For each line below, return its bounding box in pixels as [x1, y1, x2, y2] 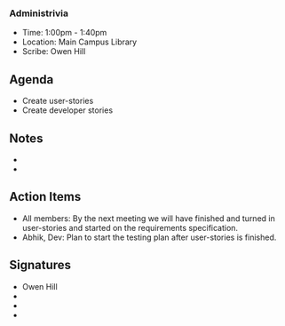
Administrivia [9, 7, 69, 20]
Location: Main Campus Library [21, 36, 138, 47]
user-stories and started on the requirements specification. [21, 222, 238, 233]
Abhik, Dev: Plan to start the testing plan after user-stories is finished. [21, 232, 277, 243]
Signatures [9, 258, 72, 273]
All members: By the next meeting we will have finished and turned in [21, 212, 275, 224]
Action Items [9, 189, 82, 204]
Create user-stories [21, 96, 94, 107]
